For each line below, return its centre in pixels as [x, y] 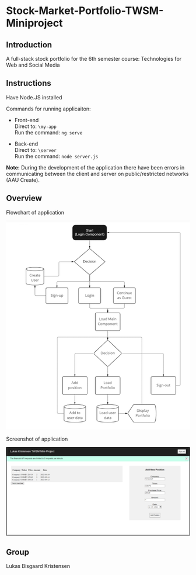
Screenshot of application [37, 439]
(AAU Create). [23, 180]
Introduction [29, 45]
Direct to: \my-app [35, 126]
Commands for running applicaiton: [49, 109]
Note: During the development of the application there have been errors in [95, 167]
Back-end [26, 144]
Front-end [27, 120]
